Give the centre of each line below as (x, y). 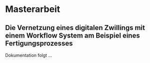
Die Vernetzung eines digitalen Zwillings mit (75, 28)
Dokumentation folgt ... (29, 55)
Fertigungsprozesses (39, 43)
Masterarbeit (33, 9)
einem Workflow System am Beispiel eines (73, 35)
